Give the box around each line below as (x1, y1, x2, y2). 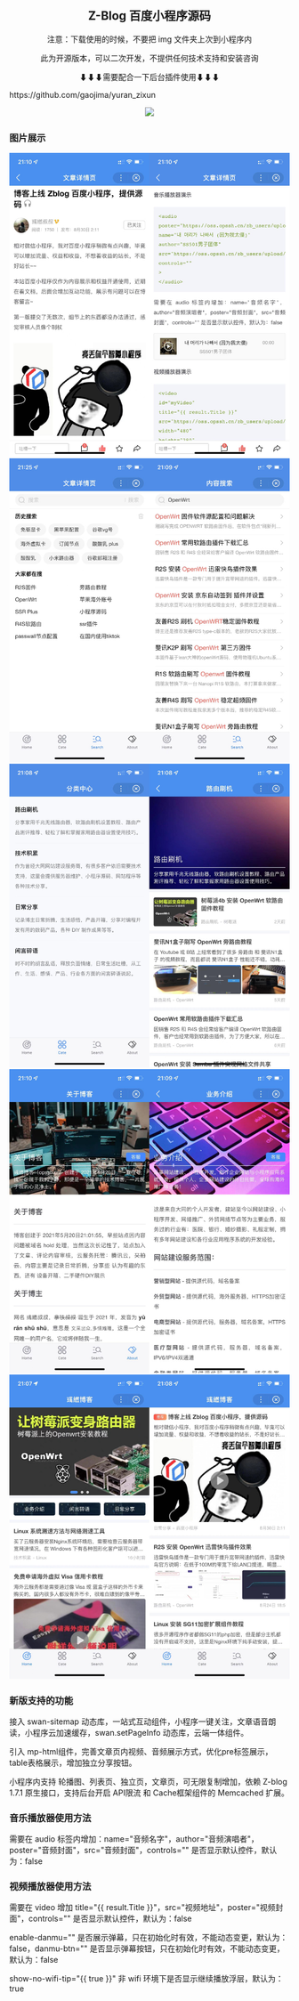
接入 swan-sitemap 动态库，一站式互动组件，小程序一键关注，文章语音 (9, 1716, 269, 1727)
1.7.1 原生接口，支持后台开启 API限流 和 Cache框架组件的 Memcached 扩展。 (9, 1787, 289, 1798)
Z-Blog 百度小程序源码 (87, 8, 212, 24)
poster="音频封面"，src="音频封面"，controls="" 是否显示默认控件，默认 (9, 1845, 278, 1856)
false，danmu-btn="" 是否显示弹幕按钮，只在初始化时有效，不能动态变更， (9, 1943, 285, 1954)
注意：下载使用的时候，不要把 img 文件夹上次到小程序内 (46, 34, 253, 45)
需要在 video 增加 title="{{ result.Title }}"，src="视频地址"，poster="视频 (9, 1902, 276, 1913)
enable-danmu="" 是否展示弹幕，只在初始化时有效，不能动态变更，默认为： (9, 1932, 288, 1943)
